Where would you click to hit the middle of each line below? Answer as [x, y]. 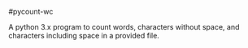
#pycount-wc [31, 12]
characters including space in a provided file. [84, 36]
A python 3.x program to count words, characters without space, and [124, 27]
